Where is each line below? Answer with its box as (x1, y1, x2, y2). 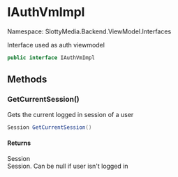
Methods (7, 74, 47, 86)
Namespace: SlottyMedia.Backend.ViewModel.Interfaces (7, 27, 172, 36)
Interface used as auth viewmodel (7, 40, 105, 49)
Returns (7, 139, 31, 147)
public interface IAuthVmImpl (7, 54, 96, 61)
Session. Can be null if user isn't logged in (7, 162, 128, 170)
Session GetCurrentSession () (7, 123, 92, 131)
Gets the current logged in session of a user (7, 110, 134, 118)
